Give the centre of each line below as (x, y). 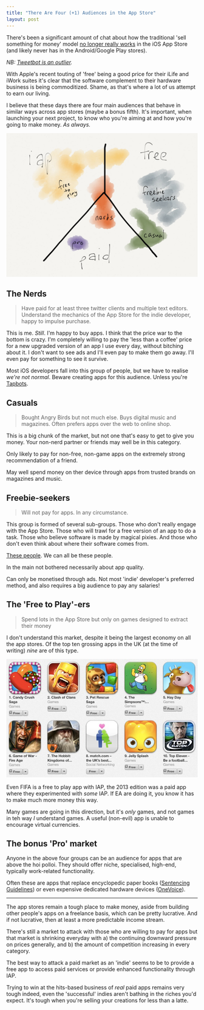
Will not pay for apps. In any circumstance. (75, 512)
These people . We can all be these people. (60, 555)
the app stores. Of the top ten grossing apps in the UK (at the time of (92, 644)
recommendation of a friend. (42, 461)
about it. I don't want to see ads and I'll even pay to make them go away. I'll (100, 352)
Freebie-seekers (38, 498)
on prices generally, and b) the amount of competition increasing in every (98, 945)
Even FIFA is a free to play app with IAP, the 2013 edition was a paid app (96, 787)
